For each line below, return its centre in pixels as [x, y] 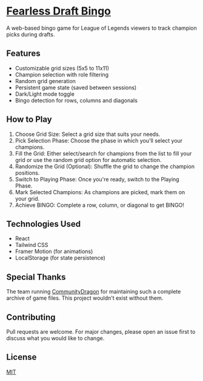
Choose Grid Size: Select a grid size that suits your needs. [88, 134]
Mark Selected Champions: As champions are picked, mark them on [100, 192]
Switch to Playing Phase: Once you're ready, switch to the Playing [97, 179]
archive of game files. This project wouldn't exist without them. [85, 298]
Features [23, 54]
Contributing [31, 317]
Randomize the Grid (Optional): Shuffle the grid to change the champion [105, 166]
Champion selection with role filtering [62, 75]
